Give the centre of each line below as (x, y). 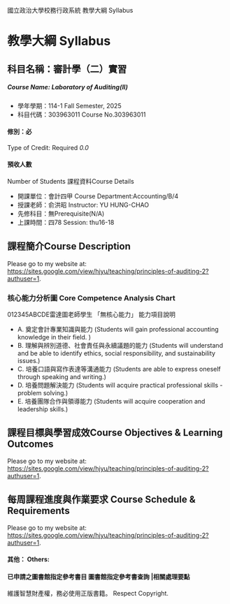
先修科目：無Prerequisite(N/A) (61, 213)
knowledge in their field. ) (54, 337)
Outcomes (30, 444)
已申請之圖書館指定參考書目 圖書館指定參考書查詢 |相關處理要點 (99, 576)
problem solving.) (43, 393)
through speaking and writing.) (62, 377)
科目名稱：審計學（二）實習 (67, 69)
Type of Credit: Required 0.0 (48, 147)
